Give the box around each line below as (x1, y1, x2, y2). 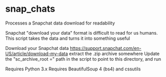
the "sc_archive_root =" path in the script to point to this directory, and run (5, 56, 161, 62)
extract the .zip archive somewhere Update (69, 50, 160, 57)
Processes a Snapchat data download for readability (5, 20, 116, 26)
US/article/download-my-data (5, 50, 68, 57)
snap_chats (5, 3, 56, 15)
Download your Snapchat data (5, 45, 69, 51)
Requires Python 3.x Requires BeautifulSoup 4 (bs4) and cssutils (5, 66, 141, 72)
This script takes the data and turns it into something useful (5, 35, 130, 41)
